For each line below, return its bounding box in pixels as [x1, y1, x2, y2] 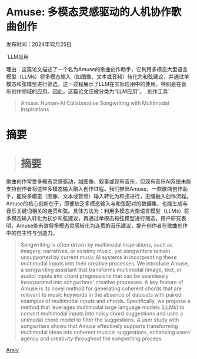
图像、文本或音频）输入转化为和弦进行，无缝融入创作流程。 [46, 192, 192, 200]
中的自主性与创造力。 [6, 230, 58, 237]
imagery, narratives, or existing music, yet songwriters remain [20, 248, 171, 255]
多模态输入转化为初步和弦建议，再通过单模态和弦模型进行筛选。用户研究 [6, 215, 181, 222]
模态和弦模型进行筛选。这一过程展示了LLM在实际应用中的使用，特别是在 [6, 80, 182, 87]
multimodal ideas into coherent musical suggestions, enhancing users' [20, 329, 192, 336]
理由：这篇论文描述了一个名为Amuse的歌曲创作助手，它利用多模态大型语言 [6, 65, 188, 72]
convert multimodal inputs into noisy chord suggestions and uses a [20, 310, 183, 317]
